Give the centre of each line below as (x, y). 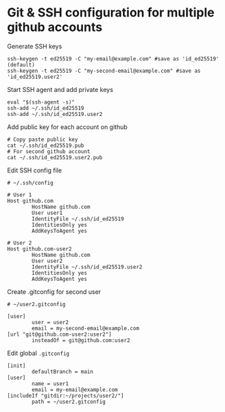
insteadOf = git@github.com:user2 (81, 340)
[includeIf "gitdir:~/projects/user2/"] (66, 396)
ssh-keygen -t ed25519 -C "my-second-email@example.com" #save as (104, 71)
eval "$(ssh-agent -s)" (41, 102)
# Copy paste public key (43, 139)
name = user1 (50, 384)
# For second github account (49, 151)
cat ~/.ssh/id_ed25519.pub (46, 146)
